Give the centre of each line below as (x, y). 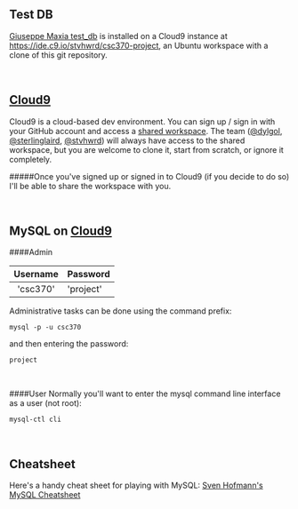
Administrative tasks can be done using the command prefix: (121, 311)
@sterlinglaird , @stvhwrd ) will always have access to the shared (127, 140)
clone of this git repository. (59, 55)
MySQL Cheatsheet (45, 495)
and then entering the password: (69, 344)
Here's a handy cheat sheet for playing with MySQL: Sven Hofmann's (137, 485)
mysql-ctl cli (36, 420)
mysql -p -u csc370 (45, 328)
